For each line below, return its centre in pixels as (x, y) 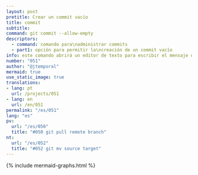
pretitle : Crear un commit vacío (47, 17)
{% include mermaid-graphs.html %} (51, 165)
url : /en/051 (27, 105)
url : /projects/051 (35, 94)
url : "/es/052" (30, 143)
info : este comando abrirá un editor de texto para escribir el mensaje (97, 55)
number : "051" (24, 61)
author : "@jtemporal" (33, 66)
